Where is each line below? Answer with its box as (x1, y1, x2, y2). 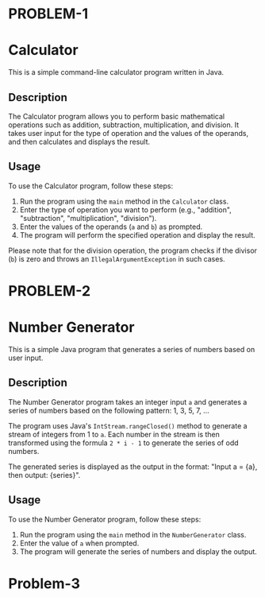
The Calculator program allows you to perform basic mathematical (8, 111, 225, 121)
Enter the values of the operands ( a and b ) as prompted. (19, 222, 203, 231)
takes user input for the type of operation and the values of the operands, (8, 128, 248, 138)
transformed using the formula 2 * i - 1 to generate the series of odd (8, 438, 240, 448)
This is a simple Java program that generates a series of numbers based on (8, 344, 255, 354)
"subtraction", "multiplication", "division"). (19, 213, 157, 223)
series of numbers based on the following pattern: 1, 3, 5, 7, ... (8, 405, 210, 415)
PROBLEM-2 (8, 281, 91, 300)
